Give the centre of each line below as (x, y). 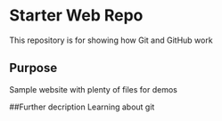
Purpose (33, 68)
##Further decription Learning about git (82, 107)
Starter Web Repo (76, 16)
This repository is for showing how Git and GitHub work (111, 40)
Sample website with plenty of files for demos (94, 89)
